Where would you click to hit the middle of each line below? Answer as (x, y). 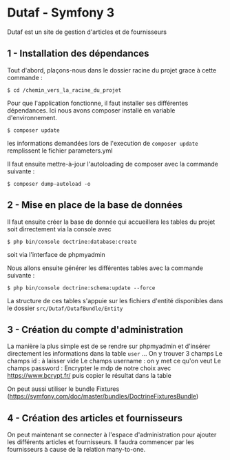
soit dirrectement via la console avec (59, 229)
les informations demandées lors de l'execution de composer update (103, 143)
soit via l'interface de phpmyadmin (56, 254)
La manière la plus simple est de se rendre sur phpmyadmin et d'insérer (109, 346)
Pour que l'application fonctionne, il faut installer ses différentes (98, 103)
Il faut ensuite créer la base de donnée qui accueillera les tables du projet (111, 222)
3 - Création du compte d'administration (95, 329)
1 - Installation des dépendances (78, 54)
